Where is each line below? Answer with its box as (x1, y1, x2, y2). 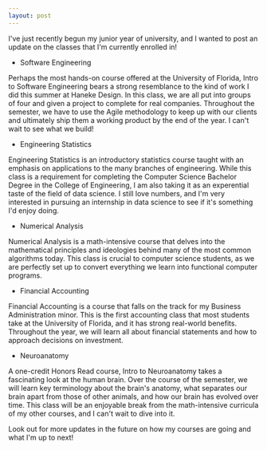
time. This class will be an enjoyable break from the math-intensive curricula (8, 400, 259, 409)
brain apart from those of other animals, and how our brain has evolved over (8, 392, 259, 401)
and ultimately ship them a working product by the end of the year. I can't (8, 115, 249, 124)
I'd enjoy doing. (8, 205, 60, 215)
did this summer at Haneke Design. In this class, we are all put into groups (8, 89, 251, 100)
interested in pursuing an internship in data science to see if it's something (8, 197, 253, 207)
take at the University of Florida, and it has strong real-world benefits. (8, 318, 238, 328)
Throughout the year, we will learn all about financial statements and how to (8, 326, 257, 336)
